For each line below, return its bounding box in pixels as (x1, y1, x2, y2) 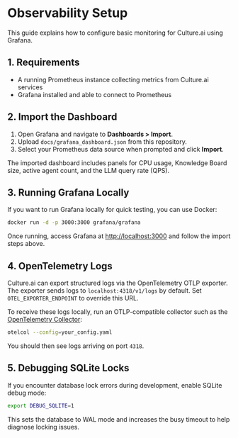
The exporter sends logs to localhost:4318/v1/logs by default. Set (7, 286, 202, 295)
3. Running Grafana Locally (7, 186, 130, 198)
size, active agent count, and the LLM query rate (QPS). (7, 166, 170, 174)
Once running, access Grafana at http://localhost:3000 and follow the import (7, 232, 231, 240)
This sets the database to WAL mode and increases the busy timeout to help (7, 415, 230, 423)
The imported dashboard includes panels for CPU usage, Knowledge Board (7, 158, 227, 167)
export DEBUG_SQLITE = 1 (7, 402, 74, 409)
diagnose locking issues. (7, 422, 80, 431)
